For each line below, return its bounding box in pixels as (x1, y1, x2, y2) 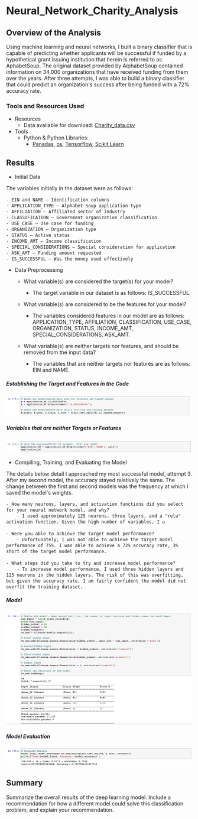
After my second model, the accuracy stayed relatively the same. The (6, 477, 176, 484)
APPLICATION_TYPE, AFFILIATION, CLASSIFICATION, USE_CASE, (32, 318, 192, 326)
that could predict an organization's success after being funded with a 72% (6, 81, 190, 88)
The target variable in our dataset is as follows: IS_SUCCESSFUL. (32, 290, 191, 297)
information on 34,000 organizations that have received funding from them (6, 69, 189, 75)
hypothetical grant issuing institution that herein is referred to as (6, 56, 163, 63)
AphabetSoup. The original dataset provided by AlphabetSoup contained (6, 62, 183, 69)
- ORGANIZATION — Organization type (6, 226, 96, 233)
